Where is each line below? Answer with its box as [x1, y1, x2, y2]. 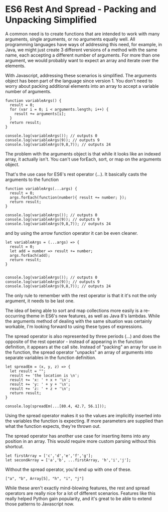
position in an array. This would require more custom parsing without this [5, 438, 156, 444]
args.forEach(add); [10, 253, 51, 258]
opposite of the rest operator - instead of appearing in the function [5, 338, 143, 345]
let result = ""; [10, 369, 46, 374]
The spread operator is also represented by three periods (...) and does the [5, 333, 160, 339]
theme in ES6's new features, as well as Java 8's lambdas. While [26, 312, 160, 319]
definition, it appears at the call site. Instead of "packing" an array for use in [5, 344, 162, 350]
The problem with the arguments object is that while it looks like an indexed [5, 150, 161, 156]
